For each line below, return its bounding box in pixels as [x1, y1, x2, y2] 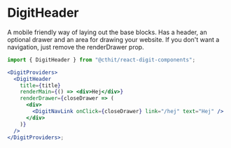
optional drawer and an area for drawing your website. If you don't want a [7, 35, 220, 43]
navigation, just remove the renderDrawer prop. [7, 43, 145, 51]
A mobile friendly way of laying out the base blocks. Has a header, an [7, 28, 208, 36]
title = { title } [20, 82, 61, 89]
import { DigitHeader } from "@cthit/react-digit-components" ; [7, 56, 196, 64]
